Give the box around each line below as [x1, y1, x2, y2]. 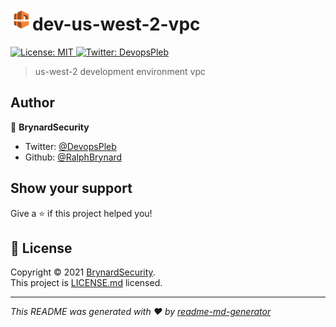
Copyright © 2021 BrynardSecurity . [10, 266, 156, 278]
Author [10, 94, 55, 112]
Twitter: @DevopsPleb [24, 140, 117, 152]
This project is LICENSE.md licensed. [10, 277, 163, 289]
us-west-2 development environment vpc [34, 65, 207, 77]
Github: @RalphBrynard [24, 151, 123, 163]
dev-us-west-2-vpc [32, 13, 201, 36]
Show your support [10, 180, 133, 197]
